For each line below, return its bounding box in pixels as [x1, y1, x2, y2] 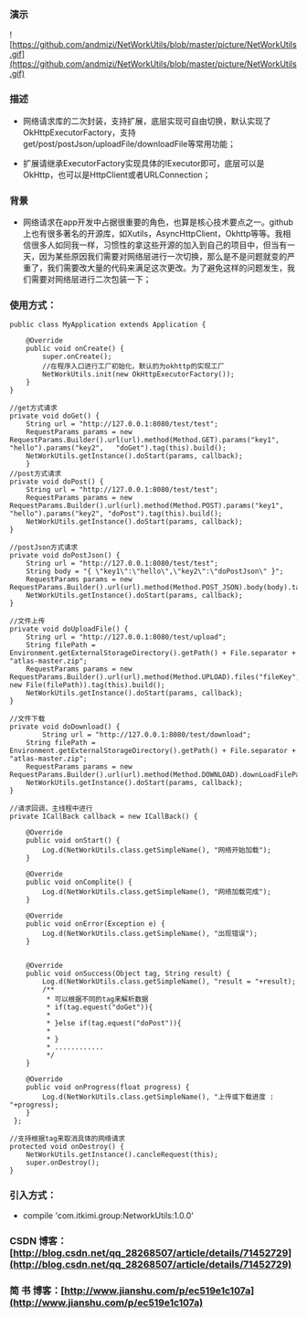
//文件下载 [9, 715, 46, 724]
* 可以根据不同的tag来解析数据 [46, 994, 149, 1004]
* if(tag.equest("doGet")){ [46, 1003, 153, 1012]
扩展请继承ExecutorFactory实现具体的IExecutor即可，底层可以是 [22, 157, 265, 168]
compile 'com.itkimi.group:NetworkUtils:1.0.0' [22, 1210, 195, 1221]
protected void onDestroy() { [9, 1143, 125, 1152]
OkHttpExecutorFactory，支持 [22, 126, 137, 138]
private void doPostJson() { [9, 551, 121, 560]
